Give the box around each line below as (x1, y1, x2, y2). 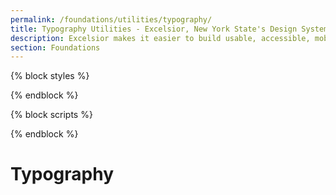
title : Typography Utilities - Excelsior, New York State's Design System (10, 24, 329, 34)
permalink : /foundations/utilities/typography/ (10, 14, 213, 25)
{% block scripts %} (10, 109, 93, 121)
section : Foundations (10, 42, 101, 53)
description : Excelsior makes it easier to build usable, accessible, (10, 33, 311, 43)
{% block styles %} (10, 70, 90, 82)
